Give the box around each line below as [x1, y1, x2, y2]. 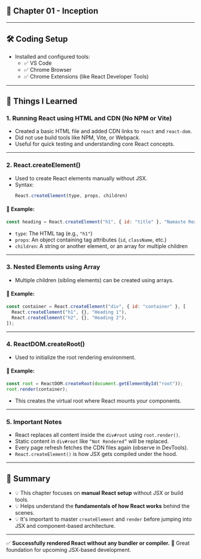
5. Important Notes [6, 418, 62, 426]
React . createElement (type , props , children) [14, 192, 128, 198]
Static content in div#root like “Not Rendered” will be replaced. [14, 438, 169, 445]
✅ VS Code [23, 59, 52, 67]
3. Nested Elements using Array [6, 263, 100, 271]
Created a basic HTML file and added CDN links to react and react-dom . [14, 128, 193, 135]
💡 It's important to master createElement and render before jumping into [14, 515, 192, 522]
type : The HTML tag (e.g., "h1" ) [14, 229, 93, 237]
